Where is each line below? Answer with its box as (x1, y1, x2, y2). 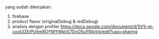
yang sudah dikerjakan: (5, 4, 52, 10)
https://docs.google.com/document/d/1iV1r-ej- (60, 24, 154, 29)
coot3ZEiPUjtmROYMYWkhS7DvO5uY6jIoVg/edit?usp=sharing (12, 29, 138, 34)
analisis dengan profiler (12, 24, 60, 29)
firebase (12, 13, 29, 19)
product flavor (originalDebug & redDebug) (12, 19, 99, 24)
